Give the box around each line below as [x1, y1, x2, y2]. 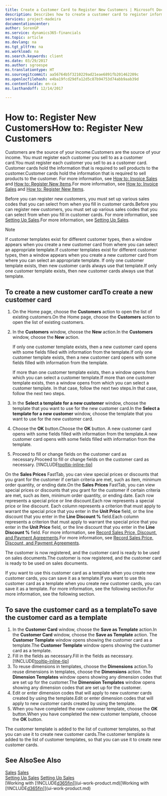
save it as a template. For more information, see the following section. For [5, 586, 155, 592]
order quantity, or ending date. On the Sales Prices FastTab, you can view [5, 482, 155, 488]
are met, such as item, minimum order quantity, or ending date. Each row [5, 493, 154, 498]
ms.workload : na [5, 49, 39, 54]
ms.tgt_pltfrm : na [5, 44, 43, 49]
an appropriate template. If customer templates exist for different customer [5, 247, 158, 253]
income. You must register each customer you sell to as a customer [5, 155, 143, 161]
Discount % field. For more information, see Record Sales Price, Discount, [5, 529, 158, 535]
